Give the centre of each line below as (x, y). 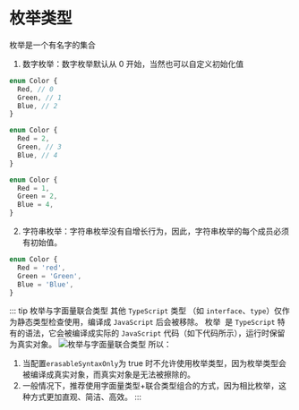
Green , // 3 (40, 147)
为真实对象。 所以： (90, 345)
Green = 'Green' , (50, 276)
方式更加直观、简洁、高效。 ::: (85, 397)
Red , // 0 (35, 89)
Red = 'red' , (42, 268)
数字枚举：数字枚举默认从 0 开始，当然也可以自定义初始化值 (133, 64)
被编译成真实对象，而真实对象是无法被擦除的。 (108, 375)
